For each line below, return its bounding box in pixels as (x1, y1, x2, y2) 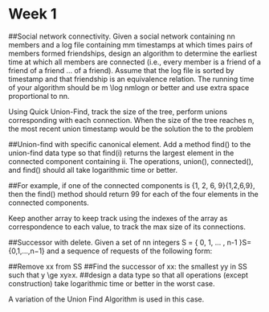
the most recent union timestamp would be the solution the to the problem (8, 124, 254, 133)
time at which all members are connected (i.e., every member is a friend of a (8, 57, 261, 67)
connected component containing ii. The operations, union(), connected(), (8, 156, 254, 166)
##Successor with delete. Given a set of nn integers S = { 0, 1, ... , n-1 (8, 237, 238, 247)
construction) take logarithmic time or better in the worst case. (8, 278, 215, 288)
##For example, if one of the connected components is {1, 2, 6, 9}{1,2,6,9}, (8, 180, 255, 190)
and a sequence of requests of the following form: (47, 246, 213, 256)
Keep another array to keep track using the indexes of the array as (8, 213, 228, 223)
